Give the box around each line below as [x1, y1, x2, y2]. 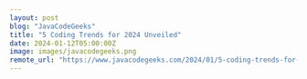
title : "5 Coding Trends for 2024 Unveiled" [9, 30, 182, 39]
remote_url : [9, 55, 55, 64]
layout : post [9, 13, 59, 23]
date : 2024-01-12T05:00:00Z [9, 38, 117, 48]
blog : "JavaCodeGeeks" [9, 22, 96, 31]
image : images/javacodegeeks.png [9, 47, 137, 56]
